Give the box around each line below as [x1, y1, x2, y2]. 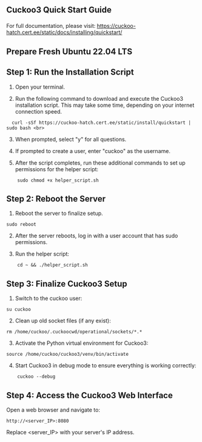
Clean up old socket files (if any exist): [15, 317, 111, 324]
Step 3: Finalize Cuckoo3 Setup [6, 279, 127, 289]
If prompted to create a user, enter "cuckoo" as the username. [15, 147, 171, 154]
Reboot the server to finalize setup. [15, 209, 103, 217]
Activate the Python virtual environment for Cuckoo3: [15, 339, 149, 347]
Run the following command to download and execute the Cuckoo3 [15, 95, 184, 102]
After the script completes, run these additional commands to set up [15, 159, 186, 166]
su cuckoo [6, 307, 32, 313]
